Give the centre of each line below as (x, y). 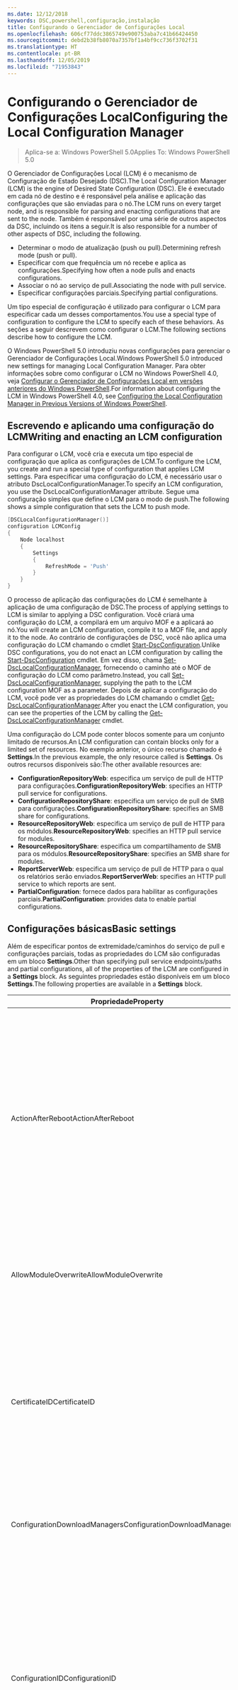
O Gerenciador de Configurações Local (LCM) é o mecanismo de (102, 173)
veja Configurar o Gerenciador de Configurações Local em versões (105, 380)
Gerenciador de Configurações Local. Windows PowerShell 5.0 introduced (115, 358)
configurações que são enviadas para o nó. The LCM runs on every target (114, 203)
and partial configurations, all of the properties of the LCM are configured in (118, 968)
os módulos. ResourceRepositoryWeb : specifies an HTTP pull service (119, 831)
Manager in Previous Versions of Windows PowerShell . (87, 403)
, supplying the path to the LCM (146, 683)
